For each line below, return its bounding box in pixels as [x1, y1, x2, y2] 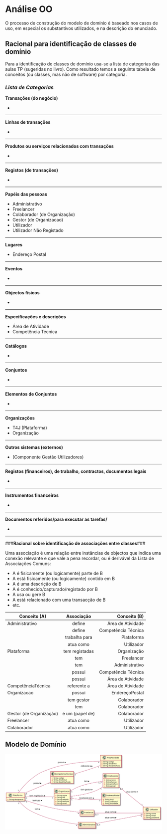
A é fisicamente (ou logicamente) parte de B [12, 570, 103, 577]
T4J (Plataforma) [12, 425, 47, 431]
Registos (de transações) [5, 167, 58, 173]
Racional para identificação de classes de [5, 40, 137, 48]
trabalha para [65, 634, 92, 640]
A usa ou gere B [12, 592, 46, 598]
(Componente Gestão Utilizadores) [12, 454, 84, 460]
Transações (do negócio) [5, 95, 58, 101]
